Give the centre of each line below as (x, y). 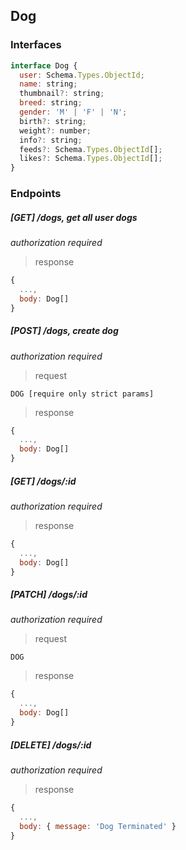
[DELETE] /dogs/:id (51, 745)
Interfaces (36, 45)
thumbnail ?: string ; (62, 94)
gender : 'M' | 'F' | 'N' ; (73, 112)
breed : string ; (51, 103)
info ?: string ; (51, 140)
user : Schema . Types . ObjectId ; (82, 75)
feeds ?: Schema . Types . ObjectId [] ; (91, 149)
